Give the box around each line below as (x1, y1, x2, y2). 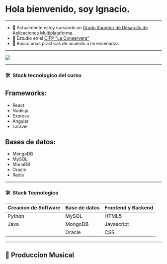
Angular (12, 118, 29, 124)
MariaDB (12, 162, 31, 168)
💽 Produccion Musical (5, 251, 75, 260)
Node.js (12, 107, 29, 113)
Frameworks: (5, 89, 47, 97)
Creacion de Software (7, 204, 61, 211)
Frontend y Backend (104, 204, 154, 211)
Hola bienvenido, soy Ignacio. (5, 3, 130, 15)
